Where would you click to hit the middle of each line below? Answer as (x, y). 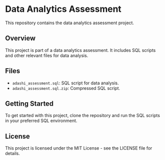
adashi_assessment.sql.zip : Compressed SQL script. (66, 88)
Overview (21, 38)
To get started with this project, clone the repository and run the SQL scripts (83, 116)
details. (13, 154)
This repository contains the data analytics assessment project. (70, 23)
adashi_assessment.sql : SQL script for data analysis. (65, 83)
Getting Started (29, 103)
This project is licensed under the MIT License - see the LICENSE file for (79, 148)
